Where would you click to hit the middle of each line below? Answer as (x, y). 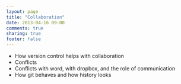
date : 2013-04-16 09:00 (36, 22)
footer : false (24, 39)
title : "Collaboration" (36, 17)
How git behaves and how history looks (63, 75)
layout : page (22, 12)
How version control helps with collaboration (69, 56)
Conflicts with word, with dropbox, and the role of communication (95, 68)
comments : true (25, 28)
